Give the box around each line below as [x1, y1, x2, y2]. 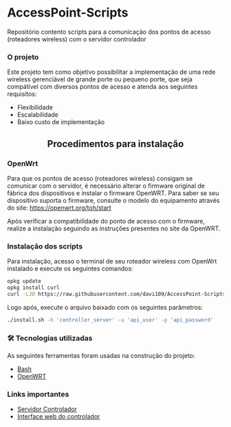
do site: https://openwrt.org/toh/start [7, 203, 111, 212]
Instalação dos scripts [7, 241, 83, 251]
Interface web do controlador [16, 413, 100, 421]
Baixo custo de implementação [16, 118, 105, 126]
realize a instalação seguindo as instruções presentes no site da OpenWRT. [7, 224, 221, 232]
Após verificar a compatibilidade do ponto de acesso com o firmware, [7, 217, 205, 225]
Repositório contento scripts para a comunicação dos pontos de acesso [7, 28, 211, 36]
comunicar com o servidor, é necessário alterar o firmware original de [7, 181, 205, 190]
